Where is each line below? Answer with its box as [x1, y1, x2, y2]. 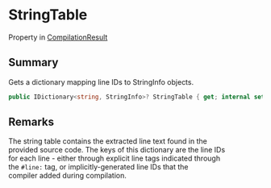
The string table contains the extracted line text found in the [8, 136, 207, 146]
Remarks [8, 115, 55, 129]
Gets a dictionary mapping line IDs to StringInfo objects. [8, 77, 194, 86]
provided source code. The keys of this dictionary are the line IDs [8, 145, 226, 155]
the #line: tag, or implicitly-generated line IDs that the [8, 162, 189, 172]
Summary [8, 56, 59, 69]
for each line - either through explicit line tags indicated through [8, 153, 220, 163]
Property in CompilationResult [8, 32, 108, 42]
